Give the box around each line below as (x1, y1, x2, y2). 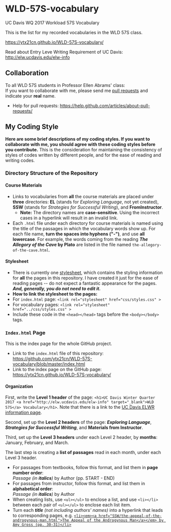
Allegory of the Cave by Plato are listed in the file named (12, 241, 131, 247)
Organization (5, 383, 33, 389)
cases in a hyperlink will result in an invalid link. (20, 215, 118, 221)
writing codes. (5, 157, 35, 163)
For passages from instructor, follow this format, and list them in (12, 481, 145, 487)
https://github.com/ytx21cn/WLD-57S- (12, 356, 93, 362)
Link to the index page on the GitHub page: (12, 367, 102, 373)
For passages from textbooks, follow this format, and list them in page (12, 465, 158, 471)
